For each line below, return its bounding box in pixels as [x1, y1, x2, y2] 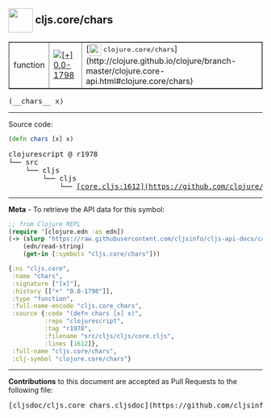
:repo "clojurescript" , [44, 317, 125, 325]
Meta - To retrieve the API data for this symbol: [8, 204, 165, 214]
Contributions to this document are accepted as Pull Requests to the [8, 377, 238, 387]
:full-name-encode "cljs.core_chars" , [11, 302, 143, 311]
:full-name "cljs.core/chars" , [11, 347, 117, 355]
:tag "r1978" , [44, 324, 92, 333]
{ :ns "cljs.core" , [8, 265, 70, 273]
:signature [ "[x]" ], [11, 279, 81, 287]
